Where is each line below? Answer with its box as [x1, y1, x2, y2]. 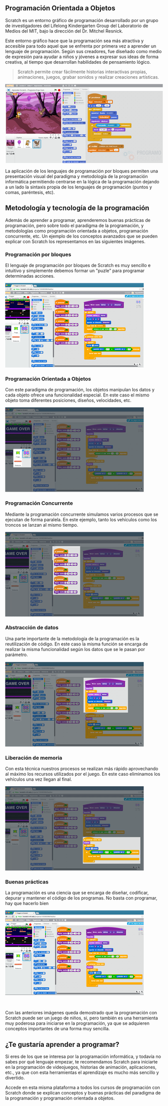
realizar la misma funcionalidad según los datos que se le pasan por [5, 646, 145, 652]
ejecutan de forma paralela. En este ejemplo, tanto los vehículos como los [5, 516, 157, 523]
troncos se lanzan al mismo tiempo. [5, 522, 78, 528]
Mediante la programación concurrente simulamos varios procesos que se [5, 511, 158, 517]
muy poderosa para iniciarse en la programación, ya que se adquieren [5, 1020, 150, 1026]
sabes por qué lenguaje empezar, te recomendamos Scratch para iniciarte [5, 1059, 158, 1065]
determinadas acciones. [5, 273, 55, 279]
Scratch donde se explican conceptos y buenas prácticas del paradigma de [5, 1090, 161, 1096]
